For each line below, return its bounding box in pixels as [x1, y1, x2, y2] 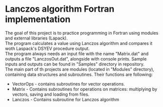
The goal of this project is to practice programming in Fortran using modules [5, 30, 159, 36]
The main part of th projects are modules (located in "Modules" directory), [5, 66, 155, 72]
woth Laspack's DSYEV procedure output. [5, 45, 90, 51]
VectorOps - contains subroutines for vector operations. [12, 81, 125, 86]
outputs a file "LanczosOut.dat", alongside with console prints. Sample [5, 56, 147, 62]
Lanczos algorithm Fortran [5, 3, 115, 15]
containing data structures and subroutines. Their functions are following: [5, 71, 153, 77]
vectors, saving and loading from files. [12, 91, 89, 97]
